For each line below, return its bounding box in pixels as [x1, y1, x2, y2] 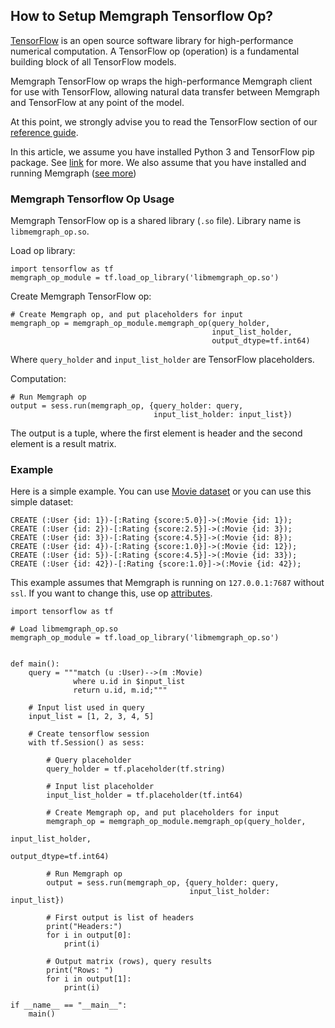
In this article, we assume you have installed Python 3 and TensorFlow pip [10, 145, 315, 158]
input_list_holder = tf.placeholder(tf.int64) [46, 790, 244, 801]
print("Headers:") [46, 922, 123, 932]
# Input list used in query [28, 703, 145, 713]
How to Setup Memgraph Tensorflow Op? [10, 8, 274, 25]
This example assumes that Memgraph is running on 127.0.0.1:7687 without [10, 577, 325, 589]
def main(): [10, 659, 60, 669]
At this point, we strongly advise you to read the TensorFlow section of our [10, 115, 318, 128]
